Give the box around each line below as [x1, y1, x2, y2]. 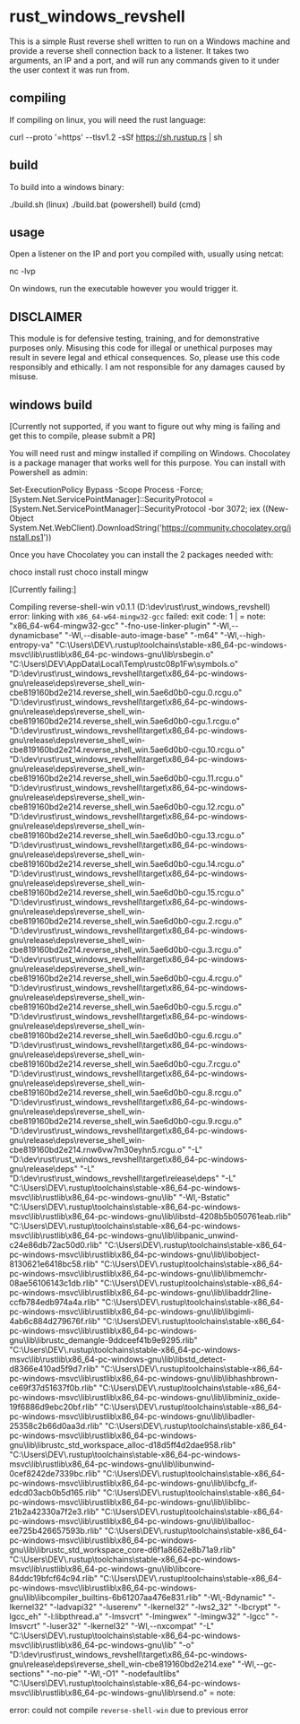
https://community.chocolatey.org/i [161, 523, 292, 533]
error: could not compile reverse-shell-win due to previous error [9, 1705, 249, 1715]
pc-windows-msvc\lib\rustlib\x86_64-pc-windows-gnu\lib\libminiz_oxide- [9, 1392, 280, 1402]
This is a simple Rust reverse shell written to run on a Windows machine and [9, 36, 291, 47]
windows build [9, 397, 92, 412]
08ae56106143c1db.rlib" [9, 1278, 99, 1288]
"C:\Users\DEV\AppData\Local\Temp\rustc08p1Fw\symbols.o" [9, 659, 239, 669]
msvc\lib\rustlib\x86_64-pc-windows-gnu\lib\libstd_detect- [9, 1354, 227, 1364]
